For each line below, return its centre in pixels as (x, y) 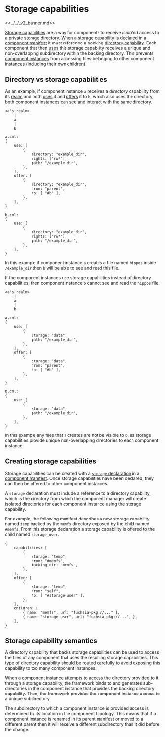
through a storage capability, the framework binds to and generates (74, 683)
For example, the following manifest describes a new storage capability (77, 519)
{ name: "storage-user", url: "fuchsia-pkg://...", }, (80, 617)
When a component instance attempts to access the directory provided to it (82, 678)
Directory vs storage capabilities (56, 79)
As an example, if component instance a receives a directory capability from (82, 91)
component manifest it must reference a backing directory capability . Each (81, 43)
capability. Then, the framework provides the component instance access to (82, 694)
